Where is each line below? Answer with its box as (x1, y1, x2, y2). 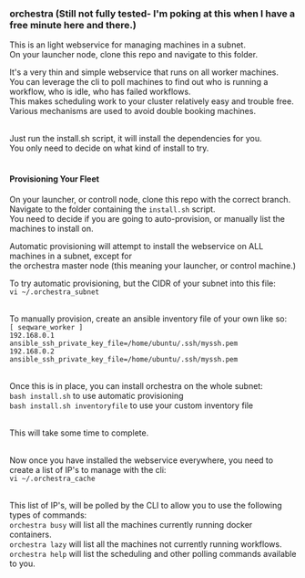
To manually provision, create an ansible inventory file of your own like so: (9, 313, 288, 324)
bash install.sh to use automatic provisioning (9, 390, 184, 401)
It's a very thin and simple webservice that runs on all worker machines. (9, 67, 280, 78)
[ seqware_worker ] (9, 322, 84, 331)
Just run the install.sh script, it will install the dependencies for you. (9, 133, 262, 144)
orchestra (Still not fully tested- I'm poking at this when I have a (9, 7, 296, 20)
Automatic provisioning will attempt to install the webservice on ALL (9, 240, 264, 251)
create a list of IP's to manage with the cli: (9, 464, 167, 475)
